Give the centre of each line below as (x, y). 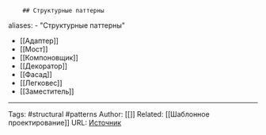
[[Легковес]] (41, 83)
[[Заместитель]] (47, 91)
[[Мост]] (34, 49)
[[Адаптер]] (39, 40)
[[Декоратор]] (44, 66)
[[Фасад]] (36, 74)
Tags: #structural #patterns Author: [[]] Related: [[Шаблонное (109, 114)
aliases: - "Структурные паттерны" (66, 25)
